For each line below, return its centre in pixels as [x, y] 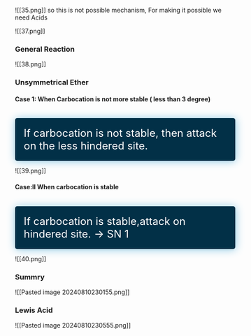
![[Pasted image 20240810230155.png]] [72, 292]
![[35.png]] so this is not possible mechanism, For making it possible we [119, 10]
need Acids [31, 17]
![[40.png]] [31, 258]
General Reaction [45, 49]
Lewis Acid [34, 310]
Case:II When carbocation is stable [67, 187]
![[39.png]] [30, 171]
